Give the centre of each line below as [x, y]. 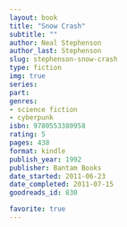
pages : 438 [30, 143]
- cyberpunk [31, 118]
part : [19, 92]
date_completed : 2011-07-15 [62, 185]
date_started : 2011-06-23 [57, 176]
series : [24, 84]
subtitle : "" [34, 34]
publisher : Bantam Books [55, 168]
